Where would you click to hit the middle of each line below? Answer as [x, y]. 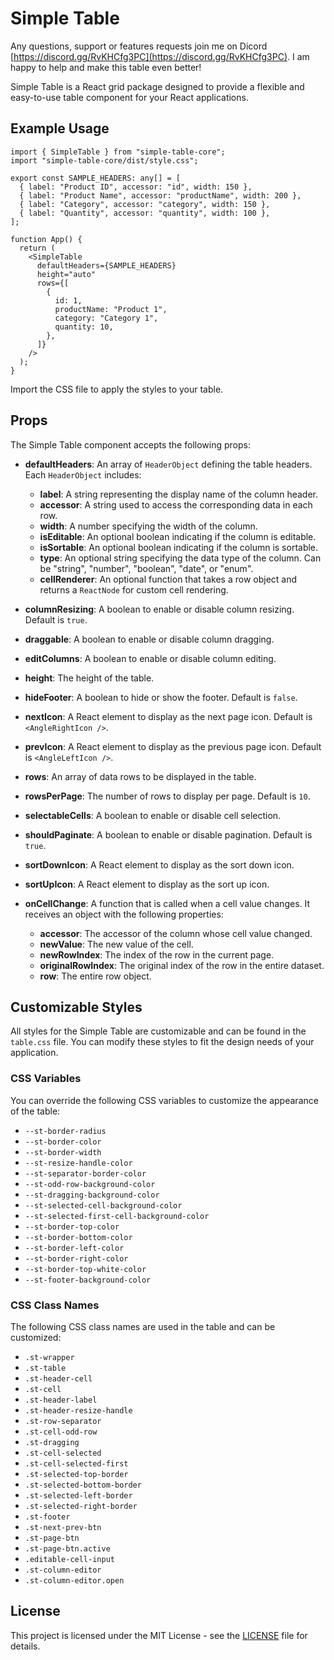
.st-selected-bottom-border [83, 1485]
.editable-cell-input [69, 1559]
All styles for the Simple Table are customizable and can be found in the [158, 1031]
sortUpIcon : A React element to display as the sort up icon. [147, 884]
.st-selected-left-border [78, 1495]
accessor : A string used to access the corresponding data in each [176, 504]
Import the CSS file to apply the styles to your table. [117, 389]
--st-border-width [63, 1152]
